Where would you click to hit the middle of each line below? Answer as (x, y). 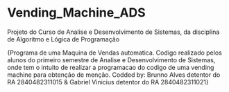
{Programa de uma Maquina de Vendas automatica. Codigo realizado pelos (114, 53)
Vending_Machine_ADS (76, 13)
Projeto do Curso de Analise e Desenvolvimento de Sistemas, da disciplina (113, 32)
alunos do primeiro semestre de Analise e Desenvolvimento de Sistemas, (111, 59)
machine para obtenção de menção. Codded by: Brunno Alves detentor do (114, 75)
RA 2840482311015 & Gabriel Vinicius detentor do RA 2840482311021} (108, 82)
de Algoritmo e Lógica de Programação (63, 39)
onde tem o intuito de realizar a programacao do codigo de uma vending (111, 67)
